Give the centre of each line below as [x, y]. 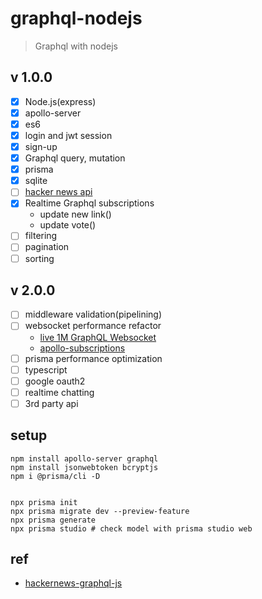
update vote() [68, 225]
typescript [46, 369]
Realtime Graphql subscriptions [89, 203]
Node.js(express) [60, 101]
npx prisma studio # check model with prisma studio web [131, 528]
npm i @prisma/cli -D [55, 476]
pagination [47, 247]
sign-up [41, 146]
